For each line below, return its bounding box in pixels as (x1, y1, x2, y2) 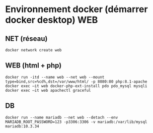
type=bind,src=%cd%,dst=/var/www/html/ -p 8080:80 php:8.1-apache (5, 79, 147, 84)
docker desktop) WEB (5, 14, 98, 26)
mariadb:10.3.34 (5, 123, 39, 129)
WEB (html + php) (5, 61, 62, 70)
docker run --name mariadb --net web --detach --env (5, 115, 118, 120)
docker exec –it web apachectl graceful (5, 88, 92, 93)
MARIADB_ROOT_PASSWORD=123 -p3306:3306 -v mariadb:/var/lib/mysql (5, 119, 147, 124)
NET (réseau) (5, 34, 48, 43)
